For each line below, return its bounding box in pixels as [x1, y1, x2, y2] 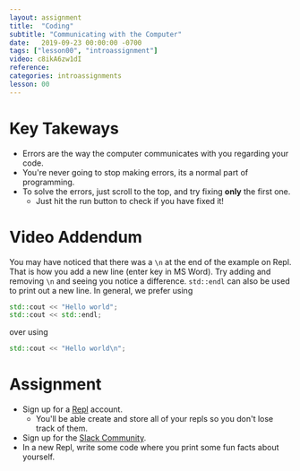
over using [9, 327, 49, 338]
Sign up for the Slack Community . [21, 432, 147, 443]
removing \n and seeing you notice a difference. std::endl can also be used [9, 275, 290, 287]
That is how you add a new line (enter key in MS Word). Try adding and [9, 266, 271, 277]
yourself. [21, 451, 56, 462]
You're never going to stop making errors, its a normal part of [21, 167, 249, 177]
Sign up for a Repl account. [21, 404, 124, 415]
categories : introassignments [9, 72, 123, 81]
